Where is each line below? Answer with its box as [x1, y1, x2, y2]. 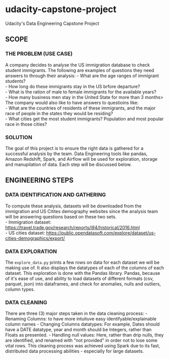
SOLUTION [5, 133, 33, 140]
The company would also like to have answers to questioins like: [5, 99, 139, 105]
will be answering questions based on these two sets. [5, 213, 117, 220]
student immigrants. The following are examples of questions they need [5, 67, 154, 73]
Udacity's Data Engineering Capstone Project [5, 20, 99, 26]
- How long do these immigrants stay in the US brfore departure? [5, 83, 140, 89]
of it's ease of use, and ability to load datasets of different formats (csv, [5, 275, 154, 281]
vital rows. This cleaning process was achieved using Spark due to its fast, [5, 343, 160, 349]
